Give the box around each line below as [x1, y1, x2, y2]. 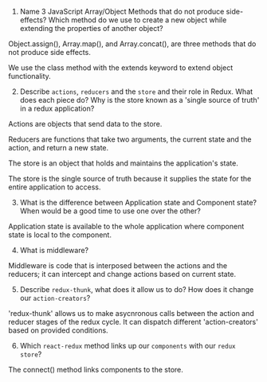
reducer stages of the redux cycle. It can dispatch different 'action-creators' [8, 318, 259, 326]
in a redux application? [19, 103, 95, 113]
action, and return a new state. [8, 143, 109, 152]
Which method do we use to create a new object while [48, 15, 227, 25]
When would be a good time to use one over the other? [19, 206, 201, 216]
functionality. [8, 72, 52, 80]
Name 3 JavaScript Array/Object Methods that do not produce [19, 7, 225, 16]
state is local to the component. [8, 230, 112, 240]
